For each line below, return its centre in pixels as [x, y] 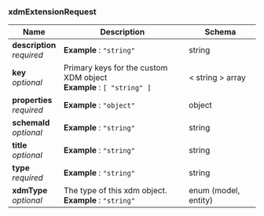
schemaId [31, 123]
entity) [201, 200]
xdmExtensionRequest [52, 12]
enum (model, [214, 191]
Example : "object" [99, 105]
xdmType [30, 191]
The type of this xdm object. [115, 191]
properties [32, 101]
